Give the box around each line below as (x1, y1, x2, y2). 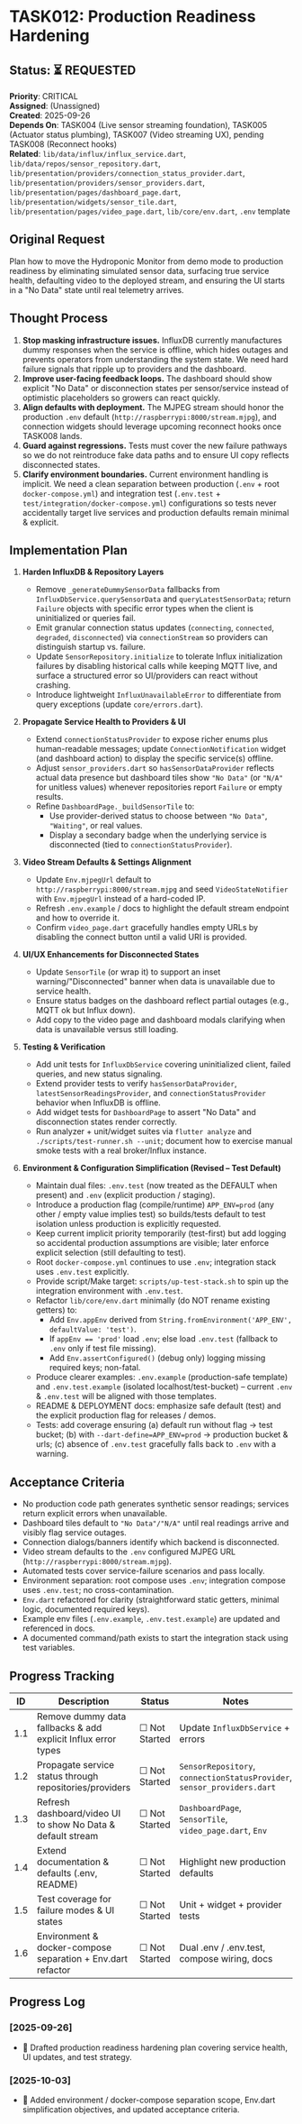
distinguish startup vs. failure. (35, 642, 147, 653)
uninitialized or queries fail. (35, 613, 137, 624)
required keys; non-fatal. (49, 1362, 141, 1373)
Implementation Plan (9, 543, 129, 558)
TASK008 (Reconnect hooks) (9, 139, 118, 150)
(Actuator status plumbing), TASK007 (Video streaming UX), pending (9, 129, 264, 140)
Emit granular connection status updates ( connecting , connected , (35, 622, 275, 633)
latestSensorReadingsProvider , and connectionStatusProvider (35, 1088, 267, 1099)
